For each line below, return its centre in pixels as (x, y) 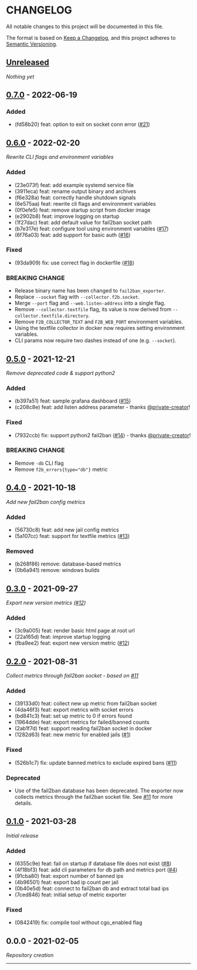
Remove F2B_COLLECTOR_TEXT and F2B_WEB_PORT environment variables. (99, 322)
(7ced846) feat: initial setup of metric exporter (70, 895)
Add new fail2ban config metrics (46, 502)
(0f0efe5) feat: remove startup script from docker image (82, 210)
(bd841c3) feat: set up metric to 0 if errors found (73, 716)
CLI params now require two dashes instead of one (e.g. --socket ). (95, 341)
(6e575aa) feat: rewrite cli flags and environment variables (85, 203)
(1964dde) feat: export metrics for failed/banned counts (82, 722)
